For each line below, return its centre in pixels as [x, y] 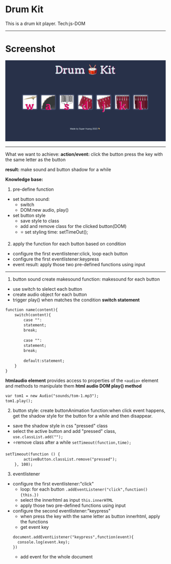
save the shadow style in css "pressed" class [60, 426]
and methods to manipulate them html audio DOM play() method [74, 386]
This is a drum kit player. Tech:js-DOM [45, 23]
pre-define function [33, 189]
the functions [34, 522]
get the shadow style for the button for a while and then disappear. [82, 416]
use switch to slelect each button [47, 289]
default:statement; [44, 361]
